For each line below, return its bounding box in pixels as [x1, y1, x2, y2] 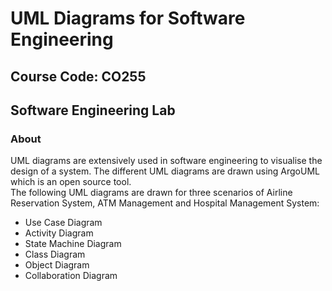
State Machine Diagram [24, 238, 122, 250]
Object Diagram [24, 259, 90, 271]
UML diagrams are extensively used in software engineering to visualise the [10, 155, 323, 167]
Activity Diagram [24, 227, 94, 239]
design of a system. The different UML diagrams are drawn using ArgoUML [10, 165, 320, 177]
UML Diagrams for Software [10, 7, 246, 30]
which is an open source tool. [10, 176, 132, 188]
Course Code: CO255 [10, 68, 147, 85]
